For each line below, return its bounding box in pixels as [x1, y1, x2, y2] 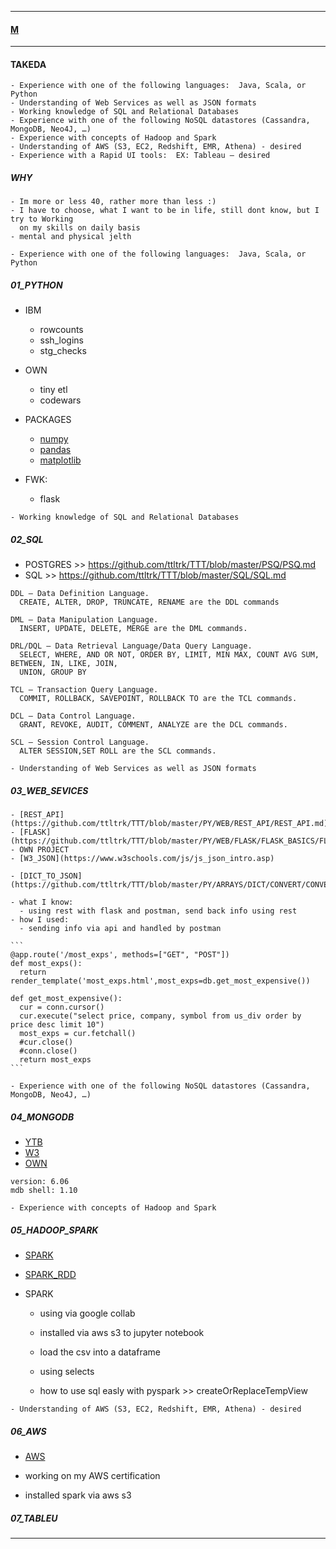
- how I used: [10, 915, 70, 925]
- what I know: [10, 897, 74, 908]
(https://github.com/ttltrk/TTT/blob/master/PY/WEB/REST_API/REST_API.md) [10, 819, 329, 829]
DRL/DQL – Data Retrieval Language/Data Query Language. [10, 641, 253, 651]
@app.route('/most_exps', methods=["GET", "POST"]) [10, 950, 230, 960]
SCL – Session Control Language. [10, 737, 150, 748]
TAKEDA [10, 58, 47, 70]
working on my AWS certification [24, 1470, 161, 1482]
